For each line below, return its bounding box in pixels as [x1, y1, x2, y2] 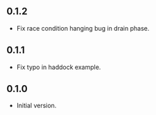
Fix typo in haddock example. [16, 63, 101, 71]
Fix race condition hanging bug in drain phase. [16, 24, 150, 32]
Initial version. [16, 101, 57, 110]
